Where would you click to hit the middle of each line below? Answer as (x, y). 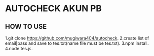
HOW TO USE (26, 27)
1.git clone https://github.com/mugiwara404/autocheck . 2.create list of (77, 38)
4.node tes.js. (19, 48)
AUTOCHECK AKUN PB (54, 9)
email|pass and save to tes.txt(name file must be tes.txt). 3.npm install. (77, 43)
